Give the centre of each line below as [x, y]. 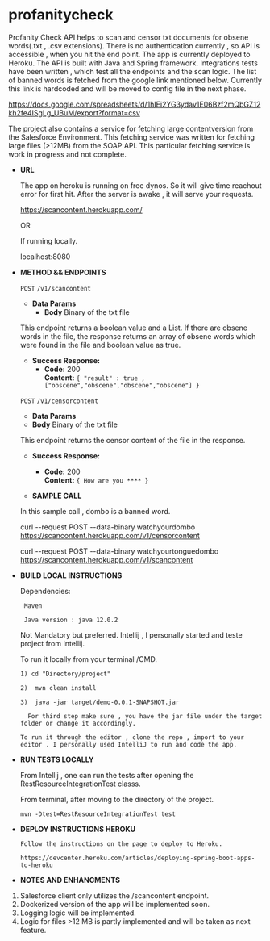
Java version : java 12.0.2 [71, 620]
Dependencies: [45, 591]
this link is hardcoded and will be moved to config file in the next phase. [127, 88]
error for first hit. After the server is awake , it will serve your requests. [137, 194]
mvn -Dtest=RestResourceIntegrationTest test [98, 814]
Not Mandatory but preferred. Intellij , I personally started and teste [131, 634]
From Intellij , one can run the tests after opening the [107, 775]
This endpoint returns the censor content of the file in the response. [133, 440]
